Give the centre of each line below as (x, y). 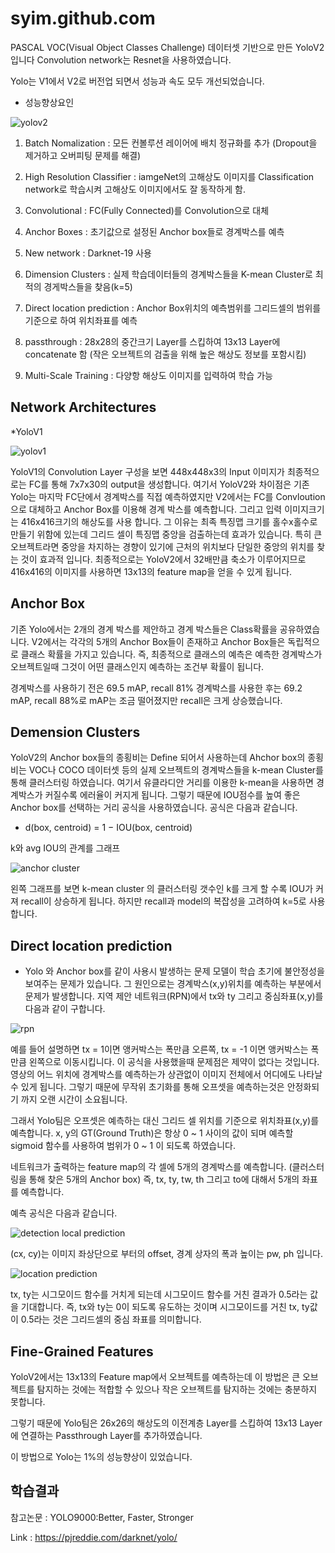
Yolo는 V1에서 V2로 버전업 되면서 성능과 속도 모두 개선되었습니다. (137, 81)
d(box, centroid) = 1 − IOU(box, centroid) (108, 828)
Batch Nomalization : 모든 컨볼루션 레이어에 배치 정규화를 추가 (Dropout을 (171, 143)
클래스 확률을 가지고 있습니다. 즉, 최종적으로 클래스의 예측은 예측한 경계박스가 (171, 654)
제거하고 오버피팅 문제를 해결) (83, 155)
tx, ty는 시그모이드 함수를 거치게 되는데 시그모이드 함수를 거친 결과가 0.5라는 (159, 1294)
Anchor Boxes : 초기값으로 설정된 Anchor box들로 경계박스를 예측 (154, 231)
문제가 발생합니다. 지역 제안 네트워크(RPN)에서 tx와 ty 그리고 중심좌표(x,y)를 (174, 996)
